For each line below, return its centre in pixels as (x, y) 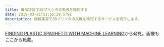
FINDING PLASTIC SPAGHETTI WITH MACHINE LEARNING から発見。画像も (82, 34)
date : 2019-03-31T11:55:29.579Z (38, 14)
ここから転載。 (20, 40)
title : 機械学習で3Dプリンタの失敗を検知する (47, 10)
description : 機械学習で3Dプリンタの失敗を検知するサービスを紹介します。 (73, 19)
